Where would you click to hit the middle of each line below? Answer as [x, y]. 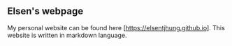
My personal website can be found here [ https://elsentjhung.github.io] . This [116, 27]
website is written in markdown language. [67, 35]
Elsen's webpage [45, 11]
